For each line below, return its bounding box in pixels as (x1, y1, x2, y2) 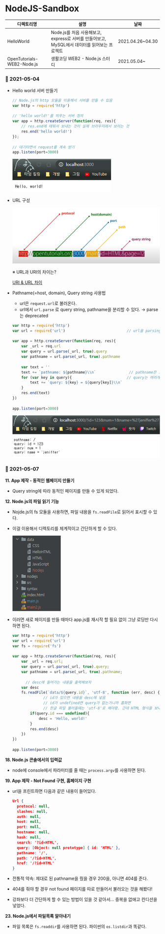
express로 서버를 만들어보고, (51, 35, 107, 41)
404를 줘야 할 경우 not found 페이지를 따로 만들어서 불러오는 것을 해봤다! (12, 886, 153, 892)
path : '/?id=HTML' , (17, 856, 57, 861)
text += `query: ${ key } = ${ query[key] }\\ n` (30, 380, 123, 385)
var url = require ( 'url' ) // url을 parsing (12, 328, 161, 333)
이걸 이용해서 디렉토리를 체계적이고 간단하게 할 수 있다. (12, 525, 117, 531)
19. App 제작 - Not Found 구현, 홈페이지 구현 (5, 778, 92, 783)
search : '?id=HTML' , (17, 840, 59, 845)
